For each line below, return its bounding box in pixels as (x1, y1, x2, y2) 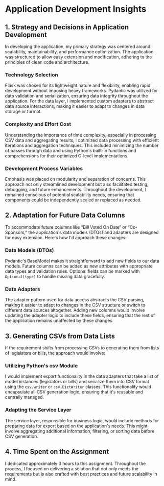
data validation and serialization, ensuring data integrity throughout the (5, 93, 148, 99)
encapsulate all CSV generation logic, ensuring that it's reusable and (5, 389, 143, 395)
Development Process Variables (5, 165, 83, 172)
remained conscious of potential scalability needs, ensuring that (5, 192, 135, 197)
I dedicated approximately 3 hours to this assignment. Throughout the (5, 461, 146, 466)
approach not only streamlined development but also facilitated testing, (5, 181, 149, 187)
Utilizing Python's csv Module (5, 363, 78, 369)
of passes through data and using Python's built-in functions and (5, 147, 136, 153)
